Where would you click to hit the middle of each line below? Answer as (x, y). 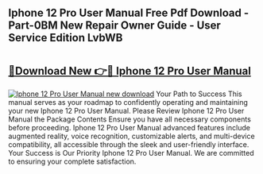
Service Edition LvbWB (66, 38)
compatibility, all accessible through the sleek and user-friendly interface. (129, 145)
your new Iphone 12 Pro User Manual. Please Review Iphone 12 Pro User (126, 111)
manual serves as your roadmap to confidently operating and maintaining (128, 102)
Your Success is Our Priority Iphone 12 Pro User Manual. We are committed (131, 153)
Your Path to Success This (199, 94)
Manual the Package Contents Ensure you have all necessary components (130, 119)
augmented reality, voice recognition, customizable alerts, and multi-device (132, 136)
